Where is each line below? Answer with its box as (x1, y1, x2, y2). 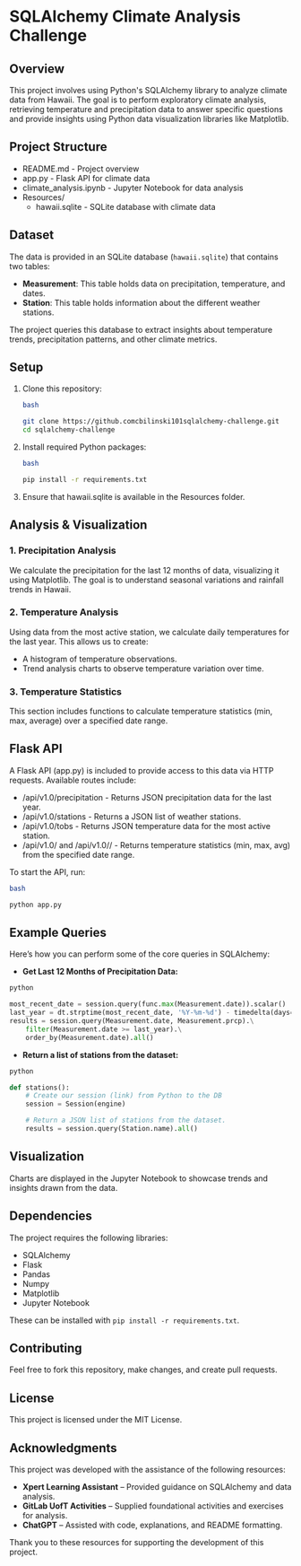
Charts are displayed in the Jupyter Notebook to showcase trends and (9, 1173, 269, 1184)
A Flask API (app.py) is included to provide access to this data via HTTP (9, 765, 274, 775)
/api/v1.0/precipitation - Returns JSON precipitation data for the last (21, 792, 272, 802)
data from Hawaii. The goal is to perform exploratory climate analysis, (9, 94, 267, 105)
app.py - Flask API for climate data (21, 172, 150, 183)
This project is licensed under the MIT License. (9, 1414, 183, 1425)
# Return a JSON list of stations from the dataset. (25, 1115, 227, 1125)
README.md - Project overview (21, 163, 140, 174)
